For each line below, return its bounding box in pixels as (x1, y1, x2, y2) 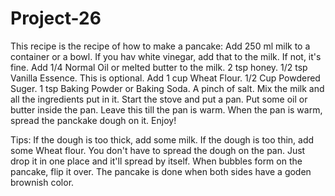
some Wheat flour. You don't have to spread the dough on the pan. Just (10, 144, 306, 156)
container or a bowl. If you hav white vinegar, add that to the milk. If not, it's (10, 50, 322, 62)
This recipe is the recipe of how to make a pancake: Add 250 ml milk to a (10, 40, 311, 52)
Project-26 (10, 7, 102, 30)
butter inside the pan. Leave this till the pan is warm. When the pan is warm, (10, 103, 323, 116)
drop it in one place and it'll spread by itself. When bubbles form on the (10, 155, 303, 167)
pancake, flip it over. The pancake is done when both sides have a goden (10, 165, 312, 177)
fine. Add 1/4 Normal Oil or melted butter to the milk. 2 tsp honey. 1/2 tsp (10, 61, 308, 73)
